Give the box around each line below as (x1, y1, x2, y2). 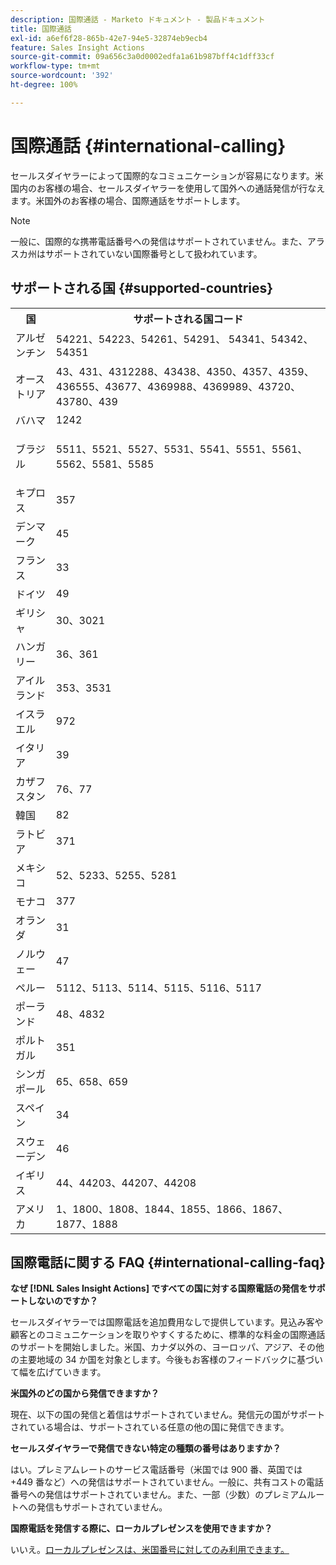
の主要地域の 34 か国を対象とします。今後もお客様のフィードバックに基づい (10, 1354, 323, 1366)
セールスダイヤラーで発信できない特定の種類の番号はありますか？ (10, 1442, 282, 1455)
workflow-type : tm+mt (10, 61, 101, 71)
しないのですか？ (27, 1295, 98, 1307)
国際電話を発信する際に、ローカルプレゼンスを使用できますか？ (10, 1522, 273, 1535)
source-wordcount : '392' (10, 71, 114, 81)
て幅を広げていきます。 (10, 1366, 107, 1378)
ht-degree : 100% (10, 80, 78, 90)
